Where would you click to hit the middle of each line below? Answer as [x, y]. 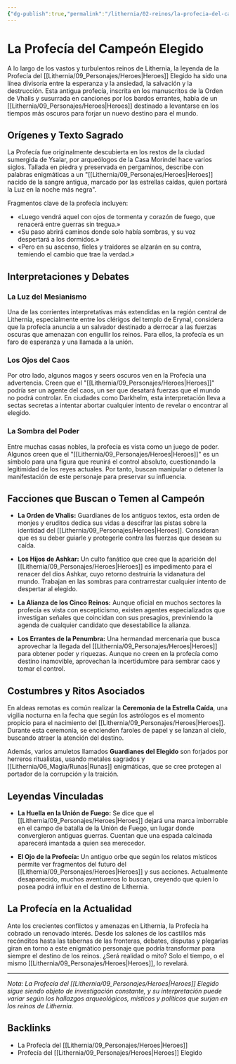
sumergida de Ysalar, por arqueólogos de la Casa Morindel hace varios [110, 160]
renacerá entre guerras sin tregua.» [69, 224]
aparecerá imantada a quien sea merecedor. [81, 843]
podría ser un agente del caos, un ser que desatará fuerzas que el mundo [114, 390]
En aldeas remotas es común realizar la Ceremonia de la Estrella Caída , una [118, 708]
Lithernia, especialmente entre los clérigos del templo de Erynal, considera [115, 320]
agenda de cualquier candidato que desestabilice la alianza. [104, 625]
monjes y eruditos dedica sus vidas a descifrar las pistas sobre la [112, 523]
